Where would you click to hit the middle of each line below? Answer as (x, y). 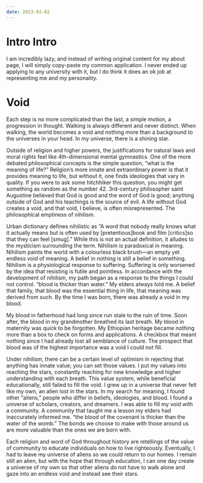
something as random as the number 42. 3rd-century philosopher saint (95, 189)
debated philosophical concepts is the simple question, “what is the (90, 163)
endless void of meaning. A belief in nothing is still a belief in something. (96, 258)
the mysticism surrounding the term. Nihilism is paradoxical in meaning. (95, 245)
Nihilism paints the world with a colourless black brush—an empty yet (93, 252)
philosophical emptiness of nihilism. (51, 214)
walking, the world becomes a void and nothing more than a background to (100, 132)
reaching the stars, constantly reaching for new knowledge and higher (94, 372)
